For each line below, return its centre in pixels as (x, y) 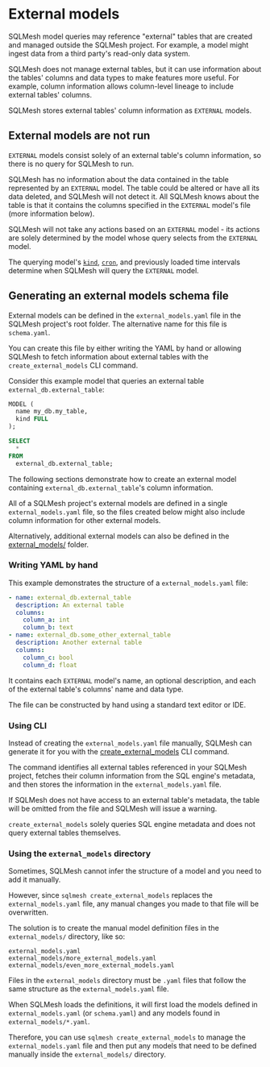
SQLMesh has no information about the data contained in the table (119, 179)
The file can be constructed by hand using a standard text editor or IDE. (127, 704)
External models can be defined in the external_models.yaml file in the (125, 315)
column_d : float (50, 665)
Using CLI (27, 725)
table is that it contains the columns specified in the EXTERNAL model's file (130, 205)
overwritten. (29, 912)
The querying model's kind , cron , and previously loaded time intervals (124, 262)
